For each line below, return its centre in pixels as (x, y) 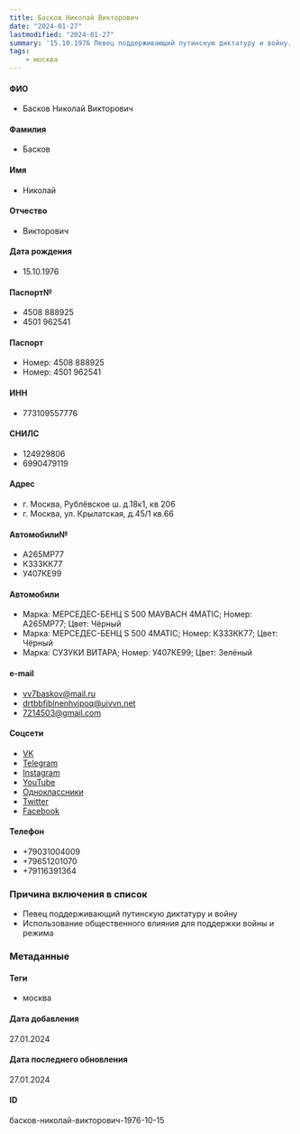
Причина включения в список (78, 894)
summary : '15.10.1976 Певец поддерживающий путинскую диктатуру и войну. (151, 43)
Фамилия (28, 129)
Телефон (27, 832)
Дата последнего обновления (68, 1060)
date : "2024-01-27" (46, 26)
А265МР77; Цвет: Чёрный (72, 624)
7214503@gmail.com (62, 712)
